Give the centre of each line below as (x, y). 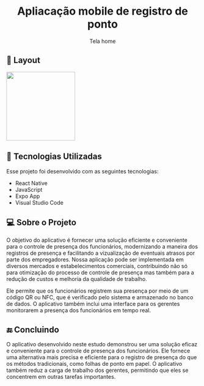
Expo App (27, 196)
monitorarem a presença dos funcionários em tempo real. (79, 310)
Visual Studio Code (39, 202)
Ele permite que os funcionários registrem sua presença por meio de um (97, 291)
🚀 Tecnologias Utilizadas (54, 157)
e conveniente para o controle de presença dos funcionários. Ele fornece (98, 351)
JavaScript (29, 189)
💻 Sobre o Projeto (41, 222)
